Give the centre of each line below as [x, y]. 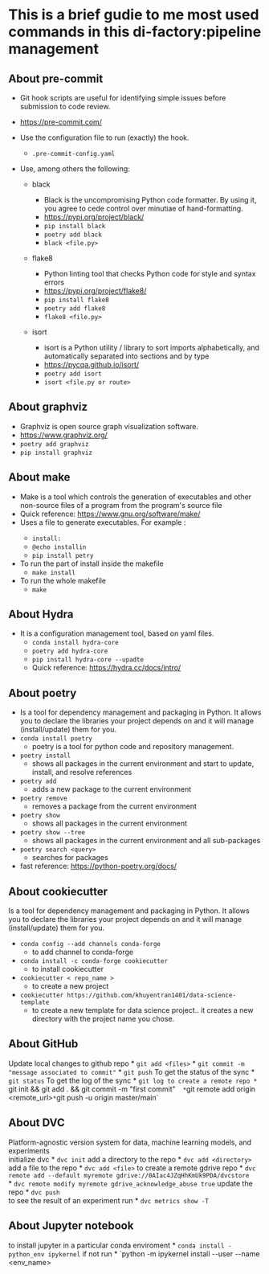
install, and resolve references [82, 772]
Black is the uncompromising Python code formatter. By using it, [150, 200]
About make [39, 477]
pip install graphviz [56, 453]
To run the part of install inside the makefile [92, 563]
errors [54, 282]
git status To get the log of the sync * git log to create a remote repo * [133, 1080]
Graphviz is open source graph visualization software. [109, 426]
